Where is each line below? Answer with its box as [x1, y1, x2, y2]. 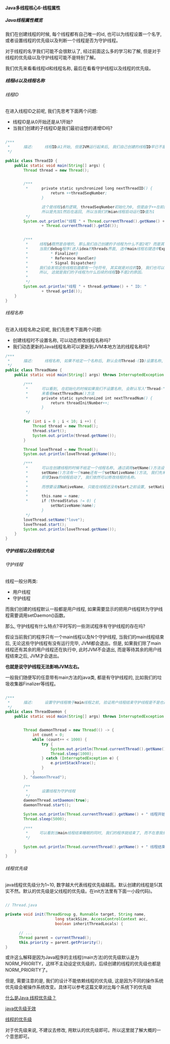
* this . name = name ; [25, 494, 80, 499]
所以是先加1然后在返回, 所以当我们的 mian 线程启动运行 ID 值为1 [41, 209, 155, 214]
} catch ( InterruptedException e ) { [41, 756, 119, 761]
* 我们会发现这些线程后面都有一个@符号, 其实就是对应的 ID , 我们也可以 [25, 265, 164, 270]
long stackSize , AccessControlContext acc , [55, 917, 148, 922]
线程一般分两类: [5, 578, 38, 584]
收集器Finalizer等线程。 [9, 680, 59, 686]
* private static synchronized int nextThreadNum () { [25, 396, 153, 401]
